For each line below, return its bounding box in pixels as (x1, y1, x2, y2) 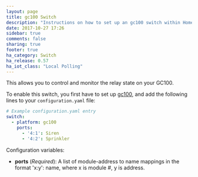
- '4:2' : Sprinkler (21, 136, 70, 142)
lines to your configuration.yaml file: (6, 97, 95, 104)
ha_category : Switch (6, 52, 57, 58)
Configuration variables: (6, 146, 65, 153)
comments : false (6, 36, 46, 42)
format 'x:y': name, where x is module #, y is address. (14, 164, 146, 171)
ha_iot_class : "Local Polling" (6, 63, 83, 69)
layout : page (6, 8, 38, 15)
